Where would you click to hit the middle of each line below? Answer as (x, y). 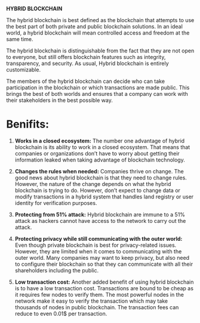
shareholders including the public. (57, 270)
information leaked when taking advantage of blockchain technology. (100, 160)
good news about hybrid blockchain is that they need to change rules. (101, 178)
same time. (20, 39)
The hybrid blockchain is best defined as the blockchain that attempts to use (100, 20)
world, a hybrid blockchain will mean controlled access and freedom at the (98, 33)
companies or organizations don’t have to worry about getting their (97, 153)
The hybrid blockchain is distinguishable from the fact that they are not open (100, 51)
